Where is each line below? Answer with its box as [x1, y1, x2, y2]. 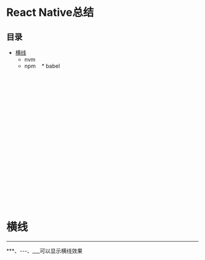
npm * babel [24, 62, 60, 69]
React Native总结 [6, 5, 95, 19]
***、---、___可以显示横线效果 [6, 247, 83, 255]
